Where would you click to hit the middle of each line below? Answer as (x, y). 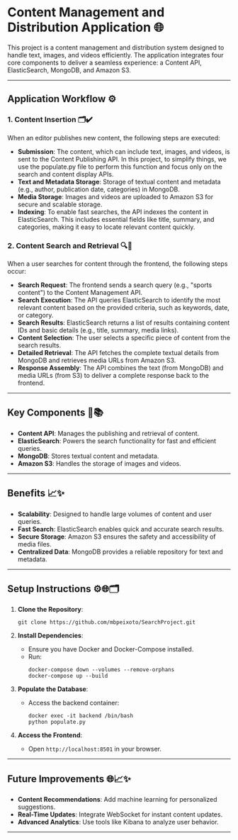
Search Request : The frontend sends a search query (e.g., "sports (115, 285)
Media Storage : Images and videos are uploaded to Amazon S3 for (115, 196)
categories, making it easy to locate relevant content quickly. (106, 227)
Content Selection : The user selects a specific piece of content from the (124, 337)
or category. (35, 315)
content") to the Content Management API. (80, 292)
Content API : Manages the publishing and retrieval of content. (108, 433)
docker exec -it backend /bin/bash (80, 716)
